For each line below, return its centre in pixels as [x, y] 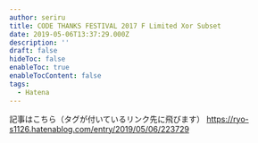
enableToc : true [39, 68]
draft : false [33, 51]
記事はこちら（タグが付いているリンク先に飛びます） [107, 119]
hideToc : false [37, 59]
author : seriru [37, 17]
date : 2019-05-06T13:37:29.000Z [69, 34]
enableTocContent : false [55, 76]
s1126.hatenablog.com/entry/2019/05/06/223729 [100, 129]
